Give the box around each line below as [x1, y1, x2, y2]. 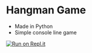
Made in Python [14, 23, 53, 30]
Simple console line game [14, 29, 77, 36]
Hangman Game [6, 3, 86, 17]
